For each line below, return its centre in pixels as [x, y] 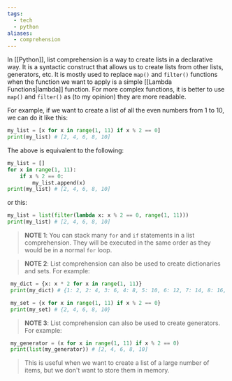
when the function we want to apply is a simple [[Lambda [90, 82]
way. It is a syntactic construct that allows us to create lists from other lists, [115, 67]
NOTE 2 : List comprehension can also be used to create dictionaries [123, 264]
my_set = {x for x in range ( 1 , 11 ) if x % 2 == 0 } [86, 303]
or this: [17, 203]
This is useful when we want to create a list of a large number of [117, 363]
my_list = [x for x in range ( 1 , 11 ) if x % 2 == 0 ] [84, 131]
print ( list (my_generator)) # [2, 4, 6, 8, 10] [79, 350]
